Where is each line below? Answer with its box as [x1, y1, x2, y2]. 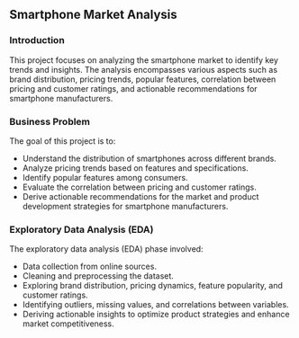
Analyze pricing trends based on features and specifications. [22, 162, 249, 173]
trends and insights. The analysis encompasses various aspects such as [9, 64, 277, 75]
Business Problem [9, 115, 91, 128]
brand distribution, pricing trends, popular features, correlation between [9, 74, 276, 84]
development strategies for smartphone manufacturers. [22, 200, 229, 211]
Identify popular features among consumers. [22, 172, 188, 182]
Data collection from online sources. [22, 261, 158, 272]
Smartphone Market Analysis [9, 7, 177, 22]
